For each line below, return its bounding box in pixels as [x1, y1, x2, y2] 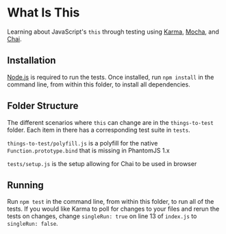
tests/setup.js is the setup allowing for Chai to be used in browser [7, 159, 197, 167]
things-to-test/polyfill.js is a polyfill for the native [7, 139, 158, 147]
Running [7, 179, 45, 191]
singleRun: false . [7, 220, 58, 228]
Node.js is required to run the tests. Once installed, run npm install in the [7, 73, 214, 81]
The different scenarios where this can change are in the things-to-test [7, 118, 214, 126]
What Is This [7, 5, 80, 21]
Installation [7, 55, 56, 67]
